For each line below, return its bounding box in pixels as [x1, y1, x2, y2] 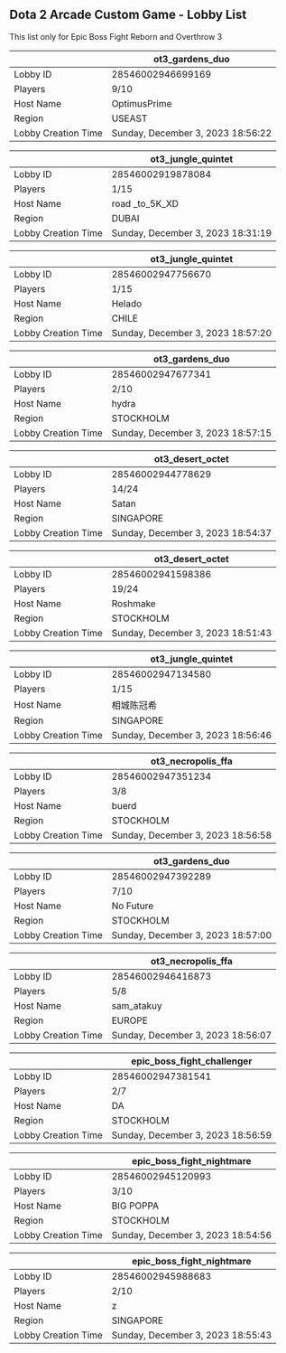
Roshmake [111, 597, 156, 609]
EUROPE [111, 1014, 149, 1027]
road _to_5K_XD [111, 197, 179, 210]
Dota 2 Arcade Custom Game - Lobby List [9, 7, 247, 23]
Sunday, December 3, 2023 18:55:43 [111, 1329, 272, 1341]
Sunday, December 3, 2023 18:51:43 [111, 626, 272, 639]
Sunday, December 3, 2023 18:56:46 [111, 728, 272, 741]
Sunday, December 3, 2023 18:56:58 [111, 829, 272, 841]
